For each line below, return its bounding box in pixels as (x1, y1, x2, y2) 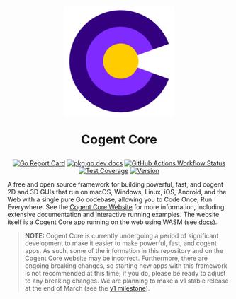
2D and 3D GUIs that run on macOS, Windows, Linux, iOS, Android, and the (7, 188, 227, 197)
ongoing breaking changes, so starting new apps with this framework (24, 262, 228, 270)
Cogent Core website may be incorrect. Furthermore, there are (24, 254, 208, 263)
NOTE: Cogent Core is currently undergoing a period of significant (24, 232, 219, 240)
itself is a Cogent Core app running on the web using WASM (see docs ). (7, 218, 218, 226)
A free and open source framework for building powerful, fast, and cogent (7, 180, 224, 189)
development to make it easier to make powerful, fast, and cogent (24, 239, 218, 247)
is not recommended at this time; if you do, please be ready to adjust (24, 269, 226, 278)
